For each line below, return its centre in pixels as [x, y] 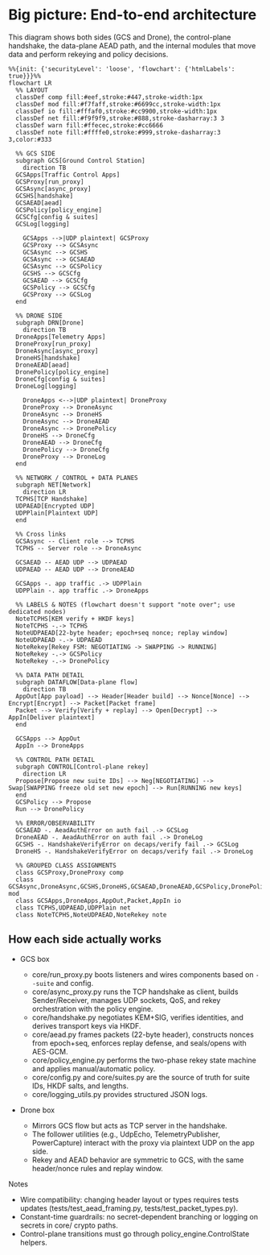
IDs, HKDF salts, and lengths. [80, 1086]
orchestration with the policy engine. [92, 1009]
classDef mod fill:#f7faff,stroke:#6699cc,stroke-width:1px [118, 104]
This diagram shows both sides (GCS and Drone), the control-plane [120, 37]
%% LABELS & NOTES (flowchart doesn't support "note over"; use [125, 605]
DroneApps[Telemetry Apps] [61, 337]
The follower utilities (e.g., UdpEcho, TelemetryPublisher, [126, 1134]
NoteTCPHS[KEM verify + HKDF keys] [75, 619]
